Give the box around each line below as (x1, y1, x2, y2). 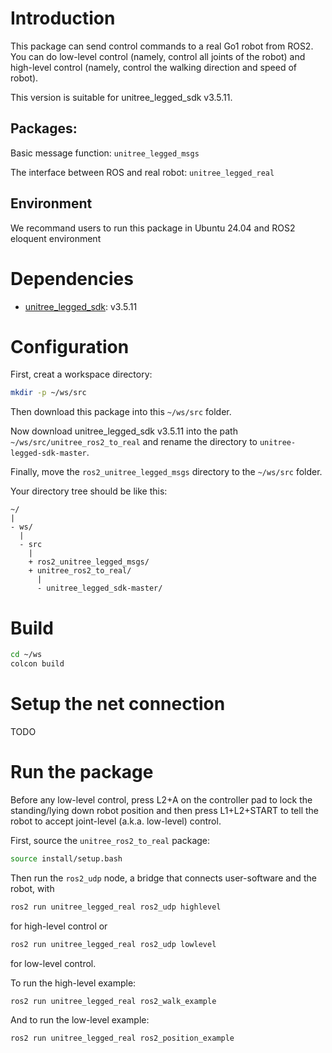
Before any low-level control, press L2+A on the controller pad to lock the (10, 793, 313, 806)
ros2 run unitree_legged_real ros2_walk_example (10, 996, 217, 1006)
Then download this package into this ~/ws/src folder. (10, 406, 232, 418)
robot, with (10, 882, 55, 894)
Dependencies (10, 267, 134, 290)
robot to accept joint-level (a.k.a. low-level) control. (10, 815, 222, 827)
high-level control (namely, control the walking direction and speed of (10, 61, 297, 73)
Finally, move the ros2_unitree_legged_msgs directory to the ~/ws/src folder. (10, 466, 323, 478)
